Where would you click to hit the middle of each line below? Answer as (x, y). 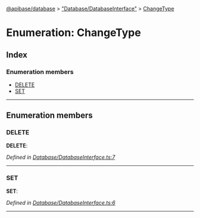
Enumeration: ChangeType (74, 33)
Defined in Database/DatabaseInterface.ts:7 (61, 157)
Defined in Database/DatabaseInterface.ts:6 (61, 202)
